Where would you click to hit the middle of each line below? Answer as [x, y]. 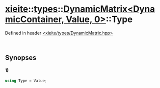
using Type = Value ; [26, 81]
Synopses [21, 58]
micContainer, [35, 19]
